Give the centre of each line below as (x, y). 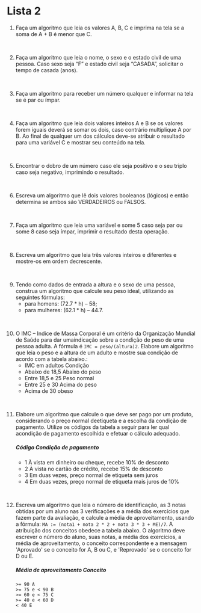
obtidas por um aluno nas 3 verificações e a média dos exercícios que (102, 511)
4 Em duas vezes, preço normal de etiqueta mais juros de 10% (102, 481)
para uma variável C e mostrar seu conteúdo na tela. (81, 142)
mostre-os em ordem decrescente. (59, 261)
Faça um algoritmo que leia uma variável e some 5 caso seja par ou (99, 225)
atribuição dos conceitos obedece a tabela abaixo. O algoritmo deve (100, 530)
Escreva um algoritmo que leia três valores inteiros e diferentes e (96, 254)
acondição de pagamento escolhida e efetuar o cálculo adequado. (98, 433)
